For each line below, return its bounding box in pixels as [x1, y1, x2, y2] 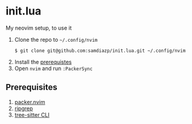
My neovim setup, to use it [5, 24, 72, 31]
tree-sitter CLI [14, 111, 50, 119]
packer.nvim [14, 98, 45, 105]
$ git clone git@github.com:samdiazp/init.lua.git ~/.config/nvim [14, 47, 186, 54]
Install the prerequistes [14, 58, 72, 65]
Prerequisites [5, 82, 58, 93]
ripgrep [14, 105, 33, 112]
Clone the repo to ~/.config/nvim [14, 36, 98, 43]
